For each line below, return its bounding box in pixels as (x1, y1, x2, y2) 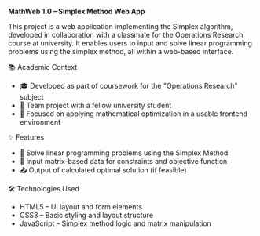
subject (19, 93, 45, 101)
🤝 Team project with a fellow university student (19, 101, 172, 110)
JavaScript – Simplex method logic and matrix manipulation (19, 219, 212, 228)
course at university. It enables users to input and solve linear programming (8, 38, 253, 48)
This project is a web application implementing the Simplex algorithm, (8, 22, 233, 31)
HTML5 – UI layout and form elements (19, 202, 143, 211)
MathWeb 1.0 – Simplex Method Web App (8, 7, 145, 16)
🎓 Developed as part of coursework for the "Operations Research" (19, 82, 238, 90)
